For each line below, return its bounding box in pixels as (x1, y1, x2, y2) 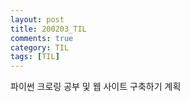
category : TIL (10, 42, 70, 53)
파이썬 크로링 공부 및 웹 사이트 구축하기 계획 (10, 81, 182, 93)
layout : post (10, 14, 65, 25)
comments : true (10, 33, 74, 43)
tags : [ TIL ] (10, 52, 60, 62)
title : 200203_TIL (10, 24, 87, 34)
